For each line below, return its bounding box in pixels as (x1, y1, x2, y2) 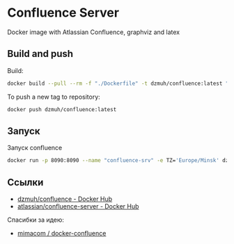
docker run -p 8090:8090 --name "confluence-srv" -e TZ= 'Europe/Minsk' (7, 157, 219, 164)
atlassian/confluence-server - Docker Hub (17, 202, 139, 210)
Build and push (7, 48, 74, 60)
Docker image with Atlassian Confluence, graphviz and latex (7, 28, 180, 36)
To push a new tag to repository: (7, 92, 101, 101)
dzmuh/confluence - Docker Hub (17, 195, 113, 203)
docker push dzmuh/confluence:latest (7, 106, 117, 113)
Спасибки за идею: (7, 215, 65, 224)
